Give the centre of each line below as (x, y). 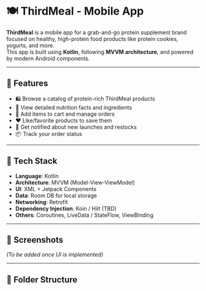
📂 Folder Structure (42, 280)
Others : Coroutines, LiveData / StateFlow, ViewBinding (84, 215)
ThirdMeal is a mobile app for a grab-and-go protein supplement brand (97, 32)
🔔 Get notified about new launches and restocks (76, 127)
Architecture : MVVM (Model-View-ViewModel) (75, 182)
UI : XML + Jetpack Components (56, 189)
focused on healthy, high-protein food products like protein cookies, (92, 39)
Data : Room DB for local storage (56, 195)
